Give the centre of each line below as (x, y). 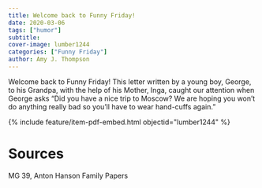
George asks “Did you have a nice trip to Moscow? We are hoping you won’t (132, 98)
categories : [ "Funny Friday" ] (58, 52)
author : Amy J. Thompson (49, 60)
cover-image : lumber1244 (49, 45)
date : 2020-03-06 (37, 23)
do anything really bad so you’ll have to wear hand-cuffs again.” (112, 106)
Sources (36, 154)
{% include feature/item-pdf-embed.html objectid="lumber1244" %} (120, 122)
